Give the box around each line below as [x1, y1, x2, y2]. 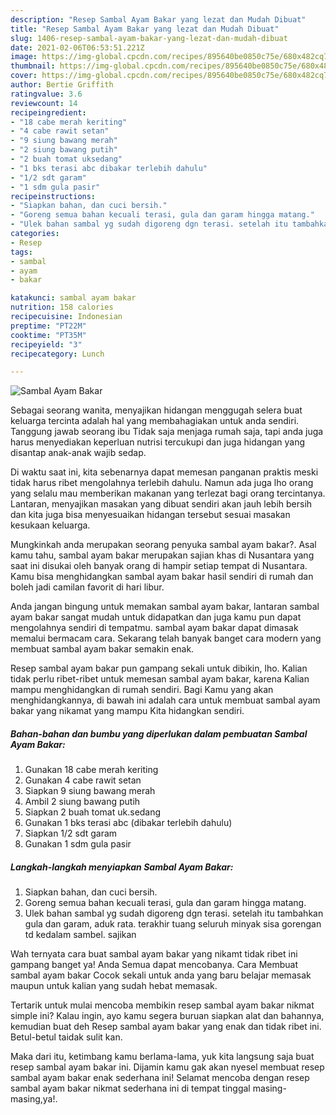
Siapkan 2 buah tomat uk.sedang [24, 806, 162, 818]
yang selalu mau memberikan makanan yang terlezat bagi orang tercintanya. [10, 487, 326, 500]
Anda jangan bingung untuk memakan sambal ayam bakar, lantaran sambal [10, 601, 320, 613]
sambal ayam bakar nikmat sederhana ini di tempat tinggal [10, 1082, 251, 1095]
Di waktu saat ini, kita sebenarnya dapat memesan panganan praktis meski [10, 466, 319, 478]
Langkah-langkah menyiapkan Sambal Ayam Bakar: [10, 861, 234, 873]
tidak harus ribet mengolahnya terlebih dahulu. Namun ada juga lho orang [10, 477, 314, 489]
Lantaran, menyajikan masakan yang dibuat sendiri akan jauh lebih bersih [10, 498, 313, 510]
